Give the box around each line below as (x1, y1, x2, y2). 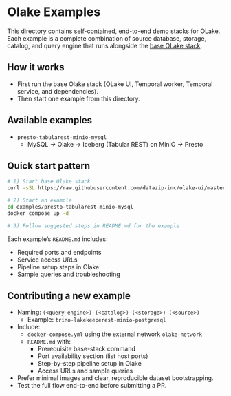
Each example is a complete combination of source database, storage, (7, 34, 207, 42)
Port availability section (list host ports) (37, 352, 148, 360)
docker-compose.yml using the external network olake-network (27, 330, 203, 338)
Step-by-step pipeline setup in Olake (37, 359, 142, 368)
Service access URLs (16, 256, 78, 264)
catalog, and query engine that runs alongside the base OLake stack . (7, 41, 203, 50)
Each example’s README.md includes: (7, 235, 108, 243)
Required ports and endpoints (16, 248, 102, 256)
